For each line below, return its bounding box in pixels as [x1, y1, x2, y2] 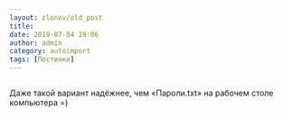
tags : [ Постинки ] [9, 55, 75, 64]
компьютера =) [9, 97, 69, 108]
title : [9, 22, 34, 31]
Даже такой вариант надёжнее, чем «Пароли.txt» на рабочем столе [9, 87, 274, 98]
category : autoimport [9, 47, 91, 56]
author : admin [9, 38, 63, 48]
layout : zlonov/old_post [9, 13, 103, 22]
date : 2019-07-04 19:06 [9, 30, 99, 39]
